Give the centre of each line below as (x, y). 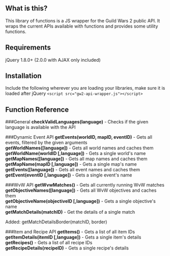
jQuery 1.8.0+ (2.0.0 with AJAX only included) (53, 60)
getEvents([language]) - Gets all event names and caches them (73, 170)
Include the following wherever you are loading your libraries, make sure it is (85, 88)
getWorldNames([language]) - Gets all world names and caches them (79, 148)
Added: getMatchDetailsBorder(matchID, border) (56, 222)
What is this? (26, 8)
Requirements (28, 48)
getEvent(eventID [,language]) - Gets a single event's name (69, 175)
